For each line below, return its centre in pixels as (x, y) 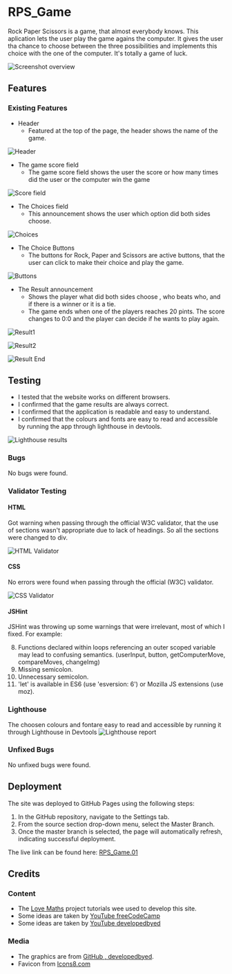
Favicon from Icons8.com (54, 964)
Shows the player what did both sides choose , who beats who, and (124, 296)
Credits (24, 874)
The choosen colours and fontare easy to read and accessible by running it (115, 724)
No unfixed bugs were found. (49, 764)
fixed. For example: (35, 634)
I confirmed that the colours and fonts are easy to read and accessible (118, 419)
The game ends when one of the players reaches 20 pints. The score (126, 311)
